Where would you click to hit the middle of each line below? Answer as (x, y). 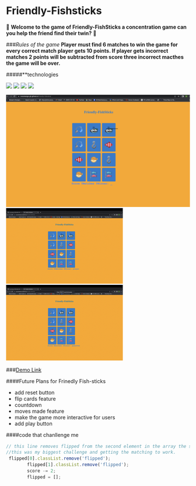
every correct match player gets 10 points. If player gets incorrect (87, 50)
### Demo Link (24, 370)
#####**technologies (32, 74)
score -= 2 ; (42, 471)
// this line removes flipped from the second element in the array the (96, 446)
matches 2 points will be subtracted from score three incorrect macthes (95, 57)
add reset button (34, 392)
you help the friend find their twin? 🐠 (51, 33)
